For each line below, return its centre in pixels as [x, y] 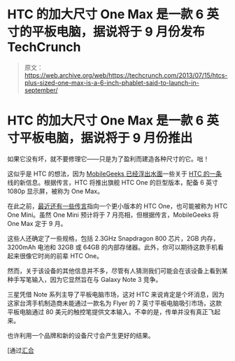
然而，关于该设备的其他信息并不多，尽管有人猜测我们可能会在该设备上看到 [114, 271]
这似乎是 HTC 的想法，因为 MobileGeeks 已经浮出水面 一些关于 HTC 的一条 [115, 174]
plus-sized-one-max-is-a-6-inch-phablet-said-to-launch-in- [112, 83]
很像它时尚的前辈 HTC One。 [61, 255]
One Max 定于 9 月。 [37, 223]
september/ [41, 90]
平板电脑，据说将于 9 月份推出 [106, 138]
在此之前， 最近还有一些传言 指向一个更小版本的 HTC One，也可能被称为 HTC [117, 206]
